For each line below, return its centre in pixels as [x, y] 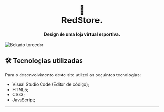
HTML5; [20, 90]
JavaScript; [24, 100]
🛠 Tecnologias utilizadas [44, 61]
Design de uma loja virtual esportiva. [82, 34]
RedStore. [82, 20]
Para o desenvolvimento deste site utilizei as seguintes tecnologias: [73, 75]
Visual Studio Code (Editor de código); [51, 84]
